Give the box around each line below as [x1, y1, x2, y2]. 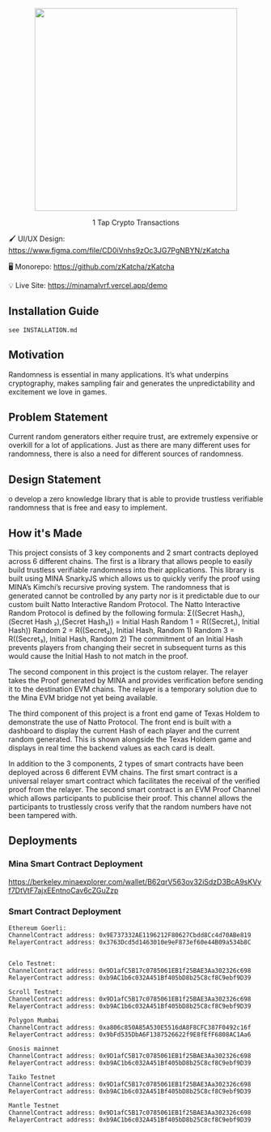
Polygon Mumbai [8, 1017, 60, 1025]
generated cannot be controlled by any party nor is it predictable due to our [8, 591, 260, 600]
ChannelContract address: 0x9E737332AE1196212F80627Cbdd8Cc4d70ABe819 [8, 932, 252, 940]
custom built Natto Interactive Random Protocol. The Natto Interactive [8, 600, 241, 609]
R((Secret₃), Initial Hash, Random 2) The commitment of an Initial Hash [8, 634, 243, 644]
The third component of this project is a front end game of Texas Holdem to [8, 708, 260, 718]
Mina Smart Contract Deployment [8, 859, 143, 870]
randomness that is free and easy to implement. [8, 503, 168, 513]
